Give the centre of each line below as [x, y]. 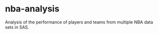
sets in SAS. [17, 27]
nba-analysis [32, 9]
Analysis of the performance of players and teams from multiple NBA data [79, 22]
